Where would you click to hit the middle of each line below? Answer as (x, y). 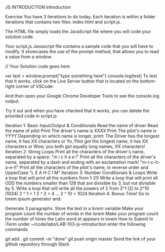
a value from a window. (29, 57)
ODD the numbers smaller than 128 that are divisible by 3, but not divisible (80, 183)
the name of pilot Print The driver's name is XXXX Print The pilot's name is (81, 131)
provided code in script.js (31, 116)
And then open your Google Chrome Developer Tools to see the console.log (82, 96)
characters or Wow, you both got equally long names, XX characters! (75, 146)
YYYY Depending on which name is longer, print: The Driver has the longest (82, 136)
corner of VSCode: (35, 86)
